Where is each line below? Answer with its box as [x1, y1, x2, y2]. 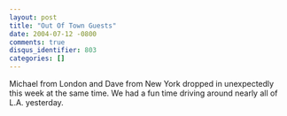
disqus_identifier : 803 [9, 46, 97, 55]
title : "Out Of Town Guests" [9, 21, 117, 30]
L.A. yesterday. [9, 97, 64, 107]
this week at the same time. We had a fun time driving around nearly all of [9, 88, 278, 98]
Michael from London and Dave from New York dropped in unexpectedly [9, 79, 275, 89]
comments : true [9, 37, 66, 47]
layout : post [9, 12, 58, 22]
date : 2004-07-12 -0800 [9, 29, 97, 38]
